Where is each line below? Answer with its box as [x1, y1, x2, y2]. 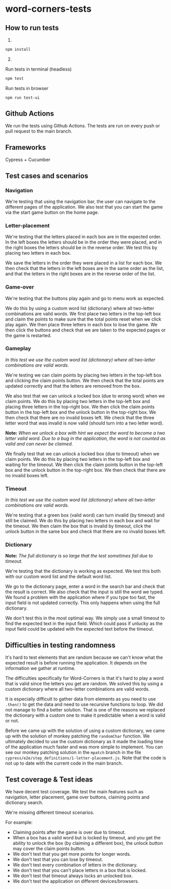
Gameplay [5, 345, 32, 352]
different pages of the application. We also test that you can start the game [5, 204, 163, 210]
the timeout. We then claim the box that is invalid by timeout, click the [5, 523, 152, 529]
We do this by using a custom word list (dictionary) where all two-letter [5, 305, 155, 311]
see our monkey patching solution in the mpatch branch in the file [5, 749, 141, 755]
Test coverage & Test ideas [5, 775, 93, 784]
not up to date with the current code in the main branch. [5, 760, 123, 766]
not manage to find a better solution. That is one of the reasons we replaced [5, 707, 165, 713]
